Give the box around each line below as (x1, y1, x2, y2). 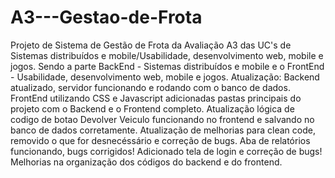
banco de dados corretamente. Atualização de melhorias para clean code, (10, 124, 316, 136)
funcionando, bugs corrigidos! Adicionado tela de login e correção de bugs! (10, 145, 323, 157)
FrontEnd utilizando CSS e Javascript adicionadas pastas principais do (10, 92, 302, 104)
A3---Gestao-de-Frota (10, 6, 203, 29)
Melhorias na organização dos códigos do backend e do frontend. (10, 156, 283, 168)
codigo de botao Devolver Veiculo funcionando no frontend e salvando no (10, 113, 315, 125)
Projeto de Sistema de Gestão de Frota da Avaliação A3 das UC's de (10, 39, 292, 51)
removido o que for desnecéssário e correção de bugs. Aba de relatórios (10, 134, 311, 146)
